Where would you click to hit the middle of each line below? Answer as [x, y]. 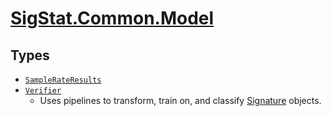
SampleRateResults [63, 80]
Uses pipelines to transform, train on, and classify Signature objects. [180, 100]
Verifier [43, 91]
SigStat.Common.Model [112, 18]
